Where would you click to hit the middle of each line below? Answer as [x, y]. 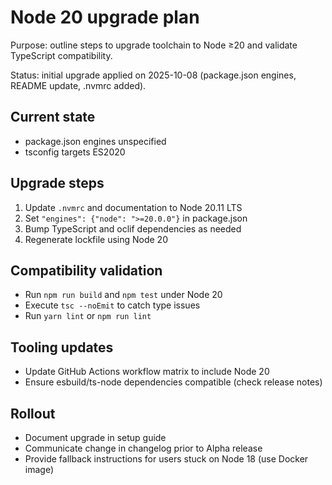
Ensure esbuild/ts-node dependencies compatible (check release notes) [173, 382]
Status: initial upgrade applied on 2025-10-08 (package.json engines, [153, 75]
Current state [53, 117]
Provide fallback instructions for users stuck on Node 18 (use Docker [166, 459]
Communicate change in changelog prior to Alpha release [143, 448]
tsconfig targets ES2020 [75, 152]
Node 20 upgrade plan [105, 17]
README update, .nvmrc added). [78, 85]
